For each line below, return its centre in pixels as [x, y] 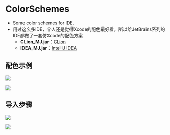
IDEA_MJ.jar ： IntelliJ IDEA [48, 48]
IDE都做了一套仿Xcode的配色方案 [48, 35]
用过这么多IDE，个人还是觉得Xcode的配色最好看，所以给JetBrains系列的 [89, 29]
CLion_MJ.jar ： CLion [43, 42]
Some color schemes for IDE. [43, 23]
